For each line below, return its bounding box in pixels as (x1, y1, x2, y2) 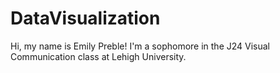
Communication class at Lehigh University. (10, 50, 187, 62)
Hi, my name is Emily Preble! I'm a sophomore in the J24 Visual (10, 40, 271, 52)
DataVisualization (10, 7, 161, 30)
